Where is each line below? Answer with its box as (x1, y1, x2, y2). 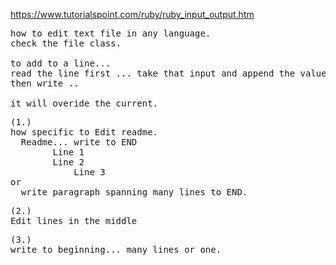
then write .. (10, 78, 80, 89)
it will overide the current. (10, 98, 159, 109)
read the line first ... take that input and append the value (10, 68, 327, 79)
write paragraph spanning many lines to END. (20, 187, 248, 198)
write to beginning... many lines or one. (10, 244, 222, 255)
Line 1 (52, 147, 85, 158)
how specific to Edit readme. (10, 127, 159, 138)
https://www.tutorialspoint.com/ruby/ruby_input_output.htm (10, 9, 255, 20)
